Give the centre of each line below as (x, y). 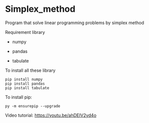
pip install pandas (25, 84)
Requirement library (25, 32)
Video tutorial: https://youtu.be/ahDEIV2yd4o (51, 115)
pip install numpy (24, 79)
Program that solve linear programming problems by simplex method (74, 23)
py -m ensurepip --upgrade (33, 106)
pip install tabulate (27, 88)
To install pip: (19, 97)
